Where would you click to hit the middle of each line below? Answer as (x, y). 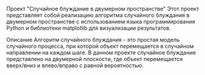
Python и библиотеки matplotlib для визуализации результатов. (89, 28)
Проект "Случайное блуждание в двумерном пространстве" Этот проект (103, 9)
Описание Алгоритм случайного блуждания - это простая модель (93, 40)
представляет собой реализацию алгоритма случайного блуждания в (98, 15)
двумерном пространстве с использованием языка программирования (101, 21)
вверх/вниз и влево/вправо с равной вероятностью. (75, 65)
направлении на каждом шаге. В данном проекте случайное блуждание (101, 53)
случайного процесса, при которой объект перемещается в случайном (100, 46)
